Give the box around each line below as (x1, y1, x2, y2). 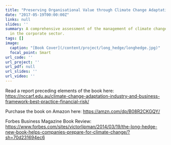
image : (5, 41, 19, 46)
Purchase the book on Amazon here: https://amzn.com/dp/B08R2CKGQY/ (5, 108, 160, 114)
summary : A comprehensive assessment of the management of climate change (5, 26, 167, 32)
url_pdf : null (5, 64, 36, 69)
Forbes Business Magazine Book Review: (5, 118, 92, 124)
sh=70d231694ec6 (5, 134, 45, 140)
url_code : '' (5, 54, 33, 60)
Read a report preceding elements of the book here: (5, 88, 115, 94)
